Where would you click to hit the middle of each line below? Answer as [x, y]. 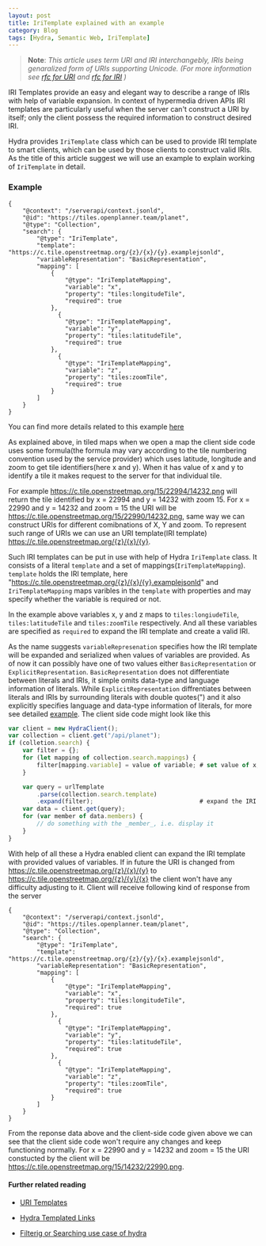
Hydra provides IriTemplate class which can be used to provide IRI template [133, 141]
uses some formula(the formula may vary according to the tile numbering [127, 450]
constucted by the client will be [59, 1158]
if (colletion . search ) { [49, 743]
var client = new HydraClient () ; [63, 728]
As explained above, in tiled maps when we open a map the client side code [132, 441]
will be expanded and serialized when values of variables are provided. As [129, 655]
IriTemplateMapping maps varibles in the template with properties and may [130, 591]
